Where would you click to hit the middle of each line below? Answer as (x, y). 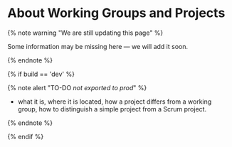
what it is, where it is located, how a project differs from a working (115, 102)
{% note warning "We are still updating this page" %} (85, 33)
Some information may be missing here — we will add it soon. (98, 46)
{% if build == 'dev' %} (41, 74)
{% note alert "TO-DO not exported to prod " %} (77, 87)
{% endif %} (26, 136)
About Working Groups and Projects (116, 13)
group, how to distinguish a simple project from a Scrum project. (112, 109)
